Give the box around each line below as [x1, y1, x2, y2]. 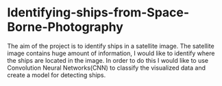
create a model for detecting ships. [7, 70, 106, 79]
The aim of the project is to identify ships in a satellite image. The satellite [7, 42, 214, 50]
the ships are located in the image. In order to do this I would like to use [7, 56, 209, 64]
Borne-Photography [7, 19, 123, 35]
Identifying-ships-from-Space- [7, 5, 190, 20]
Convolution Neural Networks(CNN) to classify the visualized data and [7, 63, 206, 72]
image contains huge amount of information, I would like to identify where [7, 49, 215, 57]
